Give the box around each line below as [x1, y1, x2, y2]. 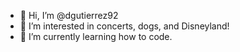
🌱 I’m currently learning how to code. [19, 31, 173, 42]
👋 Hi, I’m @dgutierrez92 [19, 10, 119, 21]
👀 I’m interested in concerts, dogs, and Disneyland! [19, 20, 230, 32]
